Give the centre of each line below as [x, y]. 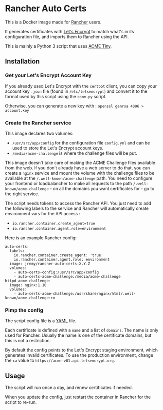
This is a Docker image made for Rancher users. [53, 22]
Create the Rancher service [38, 123]
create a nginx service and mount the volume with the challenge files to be [80, 173]
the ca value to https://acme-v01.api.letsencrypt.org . [60, 360]
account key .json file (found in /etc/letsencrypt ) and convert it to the [76, 91]
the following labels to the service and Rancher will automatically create [77, 208]
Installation [22, 61]
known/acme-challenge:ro [30, 298]
